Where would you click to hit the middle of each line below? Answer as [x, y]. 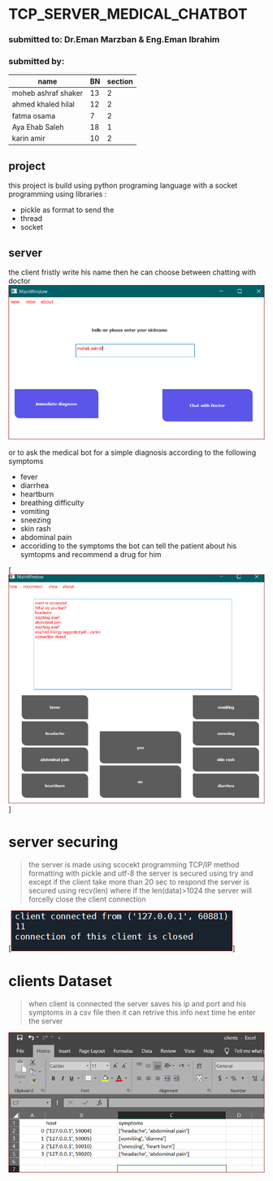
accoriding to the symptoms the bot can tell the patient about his [128, 546]
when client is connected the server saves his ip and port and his [137, 1003]
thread [31, 218]
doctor [19, 281]
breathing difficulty [52, 503]
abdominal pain [46, 538]
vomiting [35, 512]
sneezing [35, 520]
